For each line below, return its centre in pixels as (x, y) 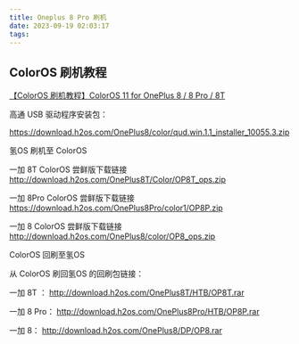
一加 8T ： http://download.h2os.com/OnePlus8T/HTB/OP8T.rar (127, 293)
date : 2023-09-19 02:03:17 (59, 26)
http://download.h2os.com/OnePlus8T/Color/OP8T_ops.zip (117, 180)
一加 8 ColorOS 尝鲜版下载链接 (66, 226)
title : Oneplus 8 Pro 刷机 (58, 17)
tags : (19, 34)
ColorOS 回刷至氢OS (47, 255)
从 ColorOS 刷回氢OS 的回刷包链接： (77, 274)
